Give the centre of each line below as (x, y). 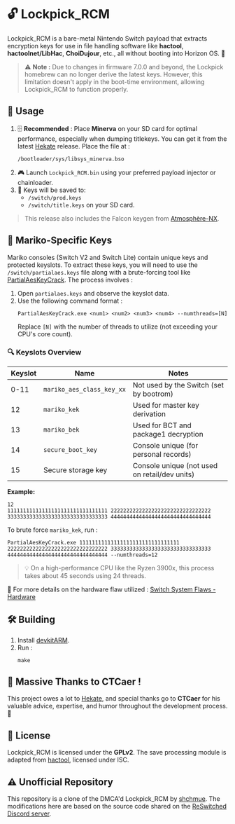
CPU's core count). (45, 334)
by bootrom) (153, 394)
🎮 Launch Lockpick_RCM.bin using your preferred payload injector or (116, 172)
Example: (21, 491)
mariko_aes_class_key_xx (84, 389)
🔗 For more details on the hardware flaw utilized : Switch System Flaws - (112, 589)
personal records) (162, 454)
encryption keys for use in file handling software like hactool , (95, 46)
